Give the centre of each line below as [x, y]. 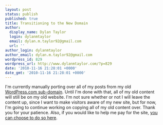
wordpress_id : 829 [24, 59]
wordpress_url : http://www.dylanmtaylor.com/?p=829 [58, 64]
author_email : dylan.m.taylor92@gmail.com [49, 55]
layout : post [18, 9]
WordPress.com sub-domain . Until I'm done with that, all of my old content [80, 92]
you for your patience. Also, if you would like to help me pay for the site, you [81, 112]
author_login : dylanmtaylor [34, 50]
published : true [21, 18]
